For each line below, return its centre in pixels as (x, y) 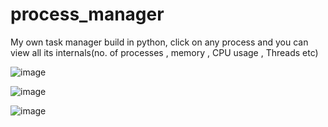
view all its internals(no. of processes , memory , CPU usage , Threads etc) (164, 52)
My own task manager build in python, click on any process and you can (159, 42)
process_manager (87, 14)
